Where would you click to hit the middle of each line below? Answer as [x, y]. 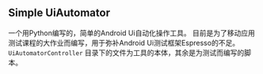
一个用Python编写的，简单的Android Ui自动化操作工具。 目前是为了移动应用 [132, 33]
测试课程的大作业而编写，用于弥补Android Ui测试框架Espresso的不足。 [124, 43]
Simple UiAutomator [59, 13]
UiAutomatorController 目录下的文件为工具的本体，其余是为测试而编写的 [126, 52]
